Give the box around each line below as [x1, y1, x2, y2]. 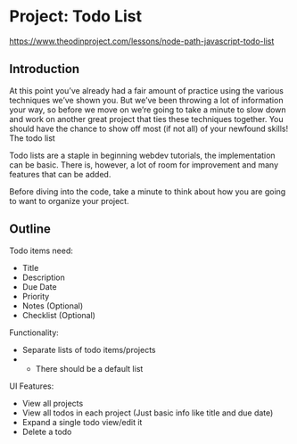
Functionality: [9, 327, 60, 338]
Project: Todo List [9, 6, 143, 27]
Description [21, 272, 65, 283]
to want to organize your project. [9, 195, 129, 206]
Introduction [9, 62, 80, 77]
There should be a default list [35, 363, 144, 374]
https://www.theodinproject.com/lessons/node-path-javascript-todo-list [9, 36, 275, 46]
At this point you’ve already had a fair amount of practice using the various [9, 85, 284, 95]
